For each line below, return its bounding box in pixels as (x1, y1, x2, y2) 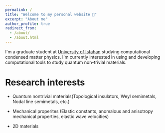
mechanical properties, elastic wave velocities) (12, 113, 109, 120)
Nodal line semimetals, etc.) (12, 98, 70, 105)
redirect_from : (5, 26, 37, 31)
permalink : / (5, 7, 32, 12)
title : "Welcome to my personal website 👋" (5, 12, 97, 17)
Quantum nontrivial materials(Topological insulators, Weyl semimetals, (12, 93, 157, 99)
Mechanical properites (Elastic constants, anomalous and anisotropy (12, 108, 154, 114)
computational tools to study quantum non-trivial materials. (5, 59, 127, 65)
